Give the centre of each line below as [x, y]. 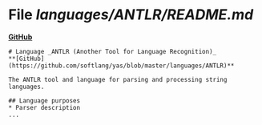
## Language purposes [44, 101]
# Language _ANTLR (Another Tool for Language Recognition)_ [113, 51]
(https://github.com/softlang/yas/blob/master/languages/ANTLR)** [121, 66]
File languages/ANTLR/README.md [131, 15]
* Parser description [44, 107]
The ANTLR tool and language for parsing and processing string [118, 79]
